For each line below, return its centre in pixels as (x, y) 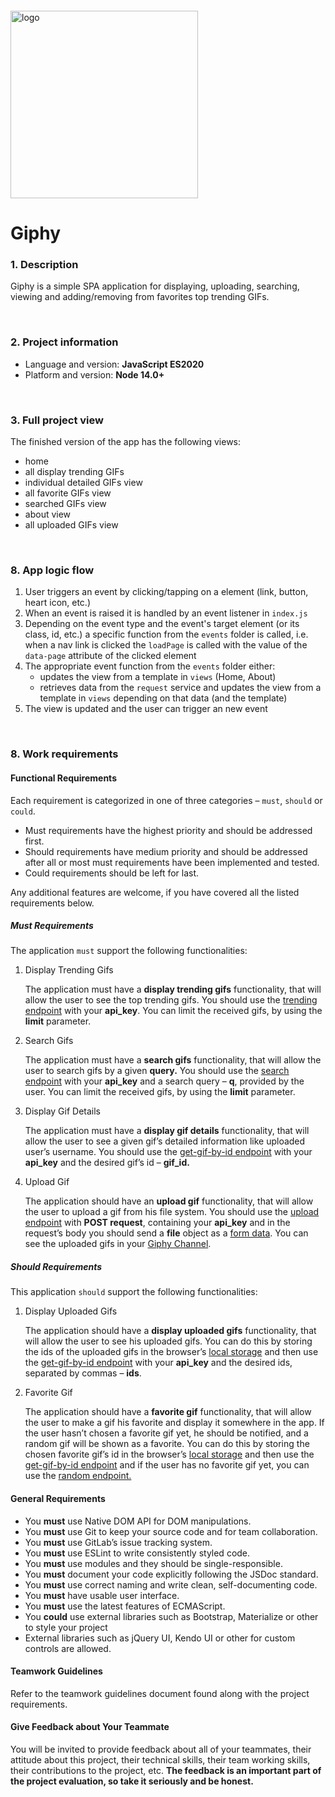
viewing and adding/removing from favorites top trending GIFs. (140, 297)
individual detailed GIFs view (83, 483)
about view (48, 514)
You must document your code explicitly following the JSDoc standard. (171, 1574)
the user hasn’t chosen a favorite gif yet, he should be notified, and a (166, 1433)
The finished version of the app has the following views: (126, 442)
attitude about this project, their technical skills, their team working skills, (160, 1760)
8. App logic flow (52, 570)
